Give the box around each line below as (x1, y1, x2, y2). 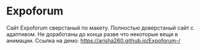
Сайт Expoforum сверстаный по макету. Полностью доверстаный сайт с (6, 24, 194, 31)
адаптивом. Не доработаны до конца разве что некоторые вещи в (6, 30, 178, 37)
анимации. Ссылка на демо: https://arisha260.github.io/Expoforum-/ (6, 37, 181, 44)
